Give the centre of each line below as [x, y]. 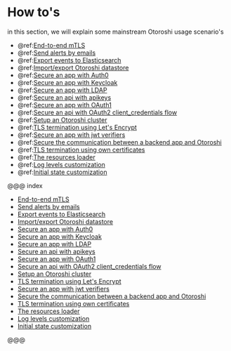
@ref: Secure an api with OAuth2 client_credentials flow [97, 112]
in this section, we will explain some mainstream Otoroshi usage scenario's [115, 32]
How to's [34, 12]
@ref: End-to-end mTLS [51, 45]
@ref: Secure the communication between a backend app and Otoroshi [120, 142]
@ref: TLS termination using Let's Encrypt [77, 127]
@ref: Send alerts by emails [57, 53]
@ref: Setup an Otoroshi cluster [62, 119]
